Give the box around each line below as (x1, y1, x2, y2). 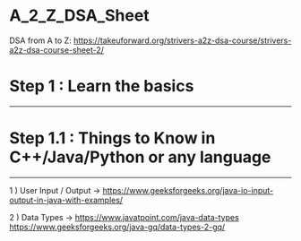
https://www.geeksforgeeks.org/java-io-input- (102, 185, 274, 195)
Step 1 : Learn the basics (9, 76, 194, 97)
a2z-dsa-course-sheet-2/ (9, 44, 105, 55)
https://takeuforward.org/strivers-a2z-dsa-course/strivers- (73, 35, 292, 46)
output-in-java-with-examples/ (9, 194, 124, 205)
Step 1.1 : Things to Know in (9, 128, 216, 149)
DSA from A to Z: (9, 35, 72, 46)
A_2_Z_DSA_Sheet (9, 5, 150, 26)
